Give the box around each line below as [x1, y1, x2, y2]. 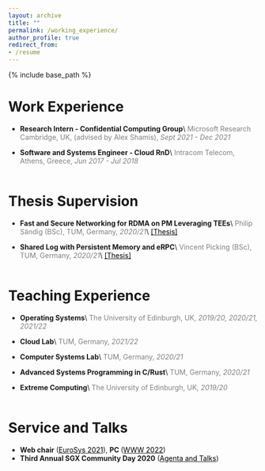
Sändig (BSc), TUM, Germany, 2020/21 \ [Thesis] [19, 226, 178, 236]
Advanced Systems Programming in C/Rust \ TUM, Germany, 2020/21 [19, 367, 251, 377]
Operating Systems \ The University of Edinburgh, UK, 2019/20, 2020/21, [19, 313, 259, 322]
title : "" [8, 19, 41, 27]
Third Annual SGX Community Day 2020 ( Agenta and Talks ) [19, 453, 219, 463]
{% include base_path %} [8, 70, 92, 79]
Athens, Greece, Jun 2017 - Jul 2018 [19, 156, 138, 165]
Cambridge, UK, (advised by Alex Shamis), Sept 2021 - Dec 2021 [19, 132, 231, 142]
